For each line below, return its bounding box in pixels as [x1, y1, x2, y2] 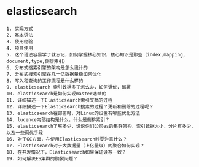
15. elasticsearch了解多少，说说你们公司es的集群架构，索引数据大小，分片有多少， [6, 123, 196, 129]
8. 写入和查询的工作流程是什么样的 [6, 78, 84, 84]
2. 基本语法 [6, 32, 34, 38]
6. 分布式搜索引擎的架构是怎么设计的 [6, 64, 88, 71]
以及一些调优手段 [6, 130, 44, 136]
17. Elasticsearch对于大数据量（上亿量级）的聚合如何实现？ [6, 143, 145, 149]
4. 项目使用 [6, 45, 34, 51]
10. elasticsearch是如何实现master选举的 [6, 91, 106, 97]
